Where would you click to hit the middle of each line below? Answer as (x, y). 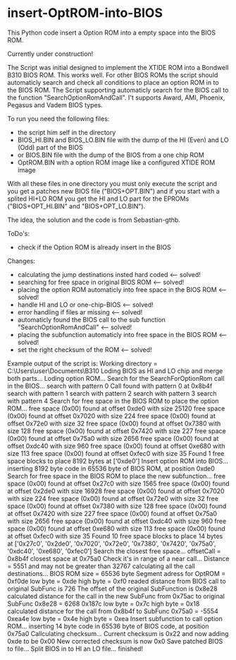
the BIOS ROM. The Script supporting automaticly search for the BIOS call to (118, 90)
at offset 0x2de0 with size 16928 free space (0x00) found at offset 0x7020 (116, 491)
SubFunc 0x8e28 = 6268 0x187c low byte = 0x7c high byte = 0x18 (104, 603)
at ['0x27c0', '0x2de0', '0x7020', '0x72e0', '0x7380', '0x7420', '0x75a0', (112, 543)
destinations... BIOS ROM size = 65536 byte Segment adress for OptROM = (117, 573)
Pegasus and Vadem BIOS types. (55, 105)
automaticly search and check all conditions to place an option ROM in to (113, 82)
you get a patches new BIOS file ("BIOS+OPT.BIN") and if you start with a (113, 191)
